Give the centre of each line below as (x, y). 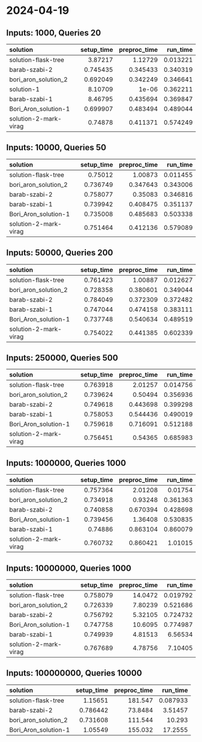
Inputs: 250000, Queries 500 (62, 358)
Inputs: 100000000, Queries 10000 (74, 673)
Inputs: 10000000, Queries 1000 (69, 568)
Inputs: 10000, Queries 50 (56, 147)
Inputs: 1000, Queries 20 (54, 33)
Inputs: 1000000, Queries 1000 (66, 463)
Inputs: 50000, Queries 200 (60, 253)
